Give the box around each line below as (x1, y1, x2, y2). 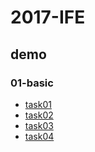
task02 (24, 109, 54, 121)
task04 (24, 130, 55, 142)
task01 (24, 98, 52, 110)
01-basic (10, 76, 54, 90)
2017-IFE (10, 6, 86, 29)
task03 (24, 119, 54, 131)
